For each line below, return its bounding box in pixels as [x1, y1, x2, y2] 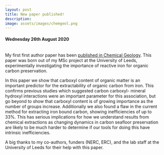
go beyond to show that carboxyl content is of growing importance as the [5, 98, 153, 104]
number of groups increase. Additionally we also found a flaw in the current [5, 104, 158, 110]
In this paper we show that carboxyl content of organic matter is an [5, 77, 141, 84]
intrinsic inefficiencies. [5, 130, 50, 136]
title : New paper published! [5, 12, 65, 17]
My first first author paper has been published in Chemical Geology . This [5, 52, 152, 58]
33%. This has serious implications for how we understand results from [5, 114, 149, 120]
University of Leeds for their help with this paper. [5, 145, 104, 151]
